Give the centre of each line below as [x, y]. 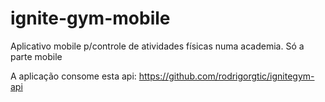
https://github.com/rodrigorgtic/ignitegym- [226, 76]
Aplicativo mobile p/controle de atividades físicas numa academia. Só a [157, 46]
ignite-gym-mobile [90, 18]
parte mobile [36, 56]
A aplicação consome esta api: [73, 76]
